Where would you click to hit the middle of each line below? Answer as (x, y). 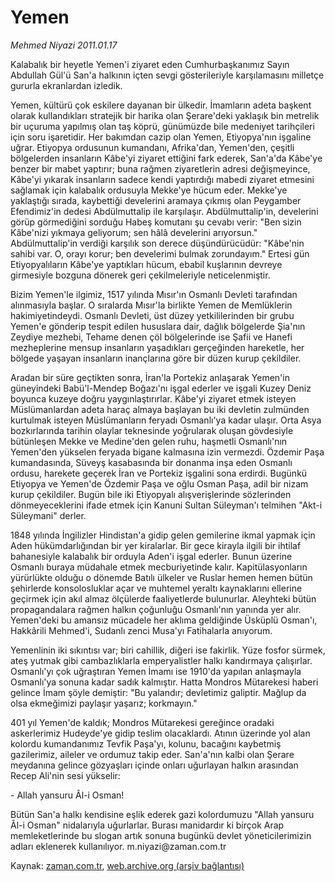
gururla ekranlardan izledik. (66, 85)
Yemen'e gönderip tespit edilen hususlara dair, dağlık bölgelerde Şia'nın (158, 326)
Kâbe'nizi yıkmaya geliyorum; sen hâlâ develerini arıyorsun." (134, 232)
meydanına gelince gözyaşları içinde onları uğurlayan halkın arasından (154, 765)
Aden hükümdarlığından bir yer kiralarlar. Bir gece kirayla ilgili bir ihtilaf (156, 545)
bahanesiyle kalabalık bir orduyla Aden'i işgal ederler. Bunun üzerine (151, 556)
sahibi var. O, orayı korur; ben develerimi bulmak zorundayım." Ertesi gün (160, 253)
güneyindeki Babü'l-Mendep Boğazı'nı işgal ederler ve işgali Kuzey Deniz (161, 388)
